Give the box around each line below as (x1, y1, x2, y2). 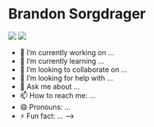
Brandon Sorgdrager (8, 5, 146, 23)
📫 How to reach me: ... (19, 90, 96, 100)
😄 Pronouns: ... (19, 101, 71, 112)
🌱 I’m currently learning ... (19, 56, 105, 65)
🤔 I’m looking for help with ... (19, 73, 114, 82)
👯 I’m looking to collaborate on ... (19, 65, 128, 74)
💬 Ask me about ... (19, 81, 80, 91)
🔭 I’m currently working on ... (19, 47, 114, 57)
